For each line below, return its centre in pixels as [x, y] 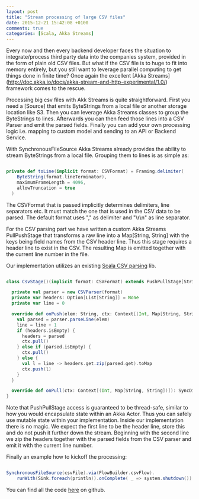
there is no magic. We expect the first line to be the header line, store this [96, 427]
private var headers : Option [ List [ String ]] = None [75, 298]
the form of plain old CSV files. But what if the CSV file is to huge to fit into [97, 63]
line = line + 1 [37, 325]
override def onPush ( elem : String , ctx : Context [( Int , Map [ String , [97, 314]
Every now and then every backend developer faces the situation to [89, 50]
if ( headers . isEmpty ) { [46, 330]
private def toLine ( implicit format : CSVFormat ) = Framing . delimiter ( [95, 172]
